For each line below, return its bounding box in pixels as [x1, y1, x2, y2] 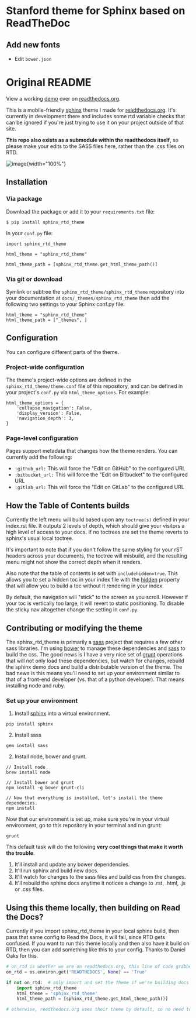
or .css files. [14, 886, 44, 893]
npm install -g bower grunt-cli [6, 785, 85, 791]
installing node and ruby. [6, 682, 65, 689]
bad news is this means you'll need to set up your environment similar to [6, 669, 180, 676]
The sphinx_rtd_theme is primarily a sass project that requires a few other [6, 638, 183, 645]
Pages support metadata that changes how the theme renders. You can [6, 448, 178, 455]
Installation [6, 177, 48, 187]
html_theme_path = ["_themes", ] [6, 317, 87, 323]
